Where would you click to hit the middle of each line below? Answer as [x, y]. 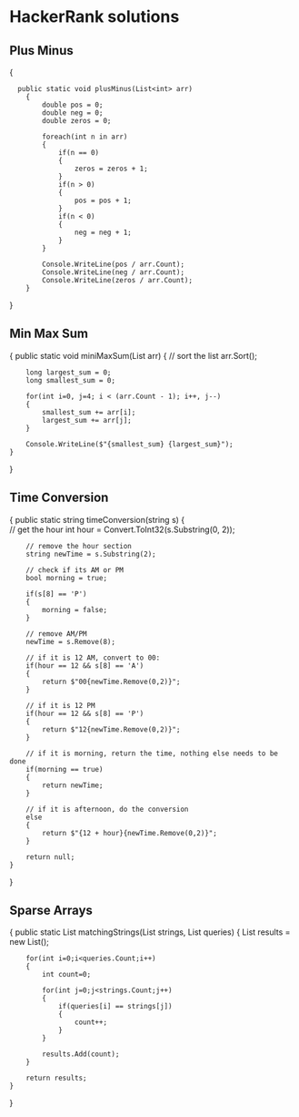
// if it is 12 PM [60, 705]
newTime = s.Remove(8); [71, 641]
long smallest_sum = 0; [71, 380]
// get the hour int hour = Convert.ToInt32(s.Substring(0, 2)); [122, 529]
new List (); [30, 942]
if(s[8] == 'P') [57, 594]
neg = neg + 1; [103, 232]
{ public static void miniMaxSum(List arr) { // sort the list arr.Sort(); [133, 355]
